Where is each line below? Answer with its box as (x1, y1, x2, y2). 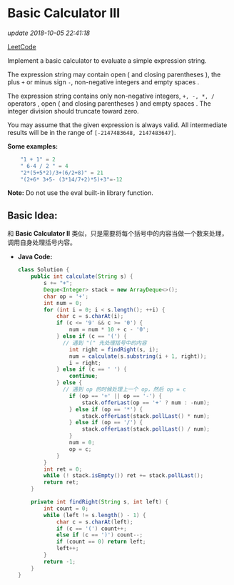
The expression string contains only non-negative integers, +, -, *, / (7, 91, 215, 100)
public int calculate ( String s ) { (31, 273, 133, 280)
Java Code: (17, 252, 53, 261)
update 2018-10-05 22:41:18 (7, 29, 91, 37)
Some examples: (7, 141, 58, 151)
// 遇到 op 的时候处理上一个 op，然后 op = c (63, 386, 187, 393)
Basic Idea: (7, 209, 58, 221)
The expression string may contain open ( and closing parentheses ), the (7, 70, 221, 79)
